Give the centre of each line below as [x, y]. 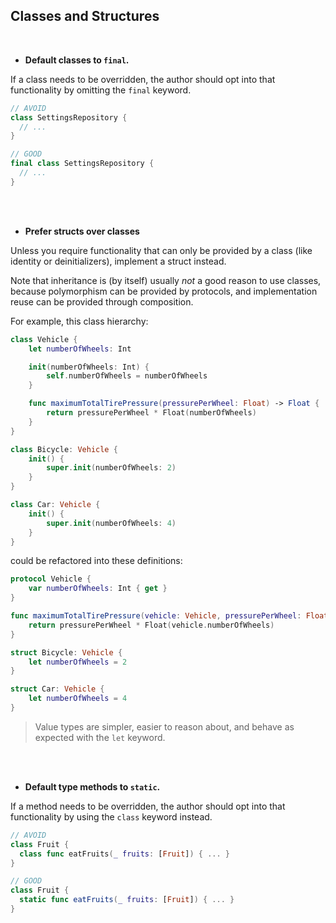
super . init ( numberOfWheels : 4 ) [111, 523]
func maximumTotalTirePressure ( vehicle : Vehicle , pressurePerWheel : [156, 616]
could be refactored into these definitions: [96, 561]
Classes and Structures [85, 16]
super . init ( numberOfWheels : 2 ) [111, 468]
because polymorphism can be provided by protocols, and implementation [164, 291]
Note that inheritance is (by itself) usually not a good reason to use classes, [166, 280]
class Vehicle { [44, 339]
